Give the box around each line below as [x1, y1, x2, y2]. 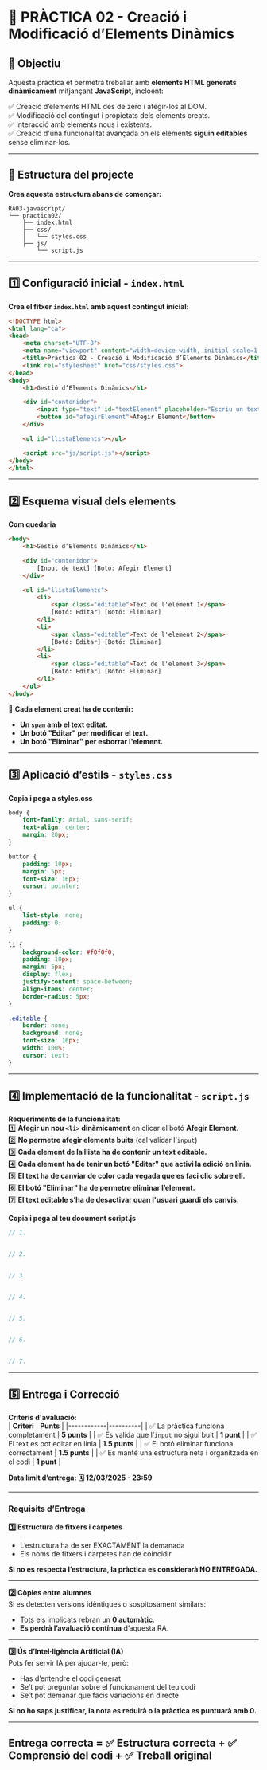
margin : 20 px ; [22, 831, 69, 839]
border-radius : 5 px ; [22, 992, 91, 1000]
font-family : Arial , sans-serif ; [22, 816, 133, 824]
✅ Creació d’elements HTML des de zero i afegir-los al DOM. [8, 102, 207, 111]
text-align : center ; [22, 823, 91, 832]
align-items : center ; [22, 985, 94, 993]
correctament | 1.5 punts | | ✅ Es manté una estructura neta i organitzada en [8, 1448, 259, 1458]
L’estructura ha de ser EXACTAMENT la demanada [19, 1540, 185, 1550]
